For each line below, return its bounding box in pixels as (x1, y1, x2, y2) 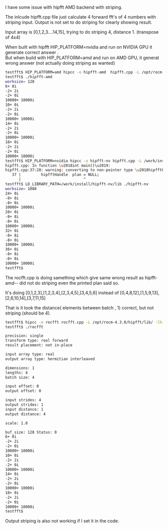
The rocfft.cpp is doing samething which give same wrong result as (5, 274, 144, 280)
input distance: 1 (5, 407, 43, 412)
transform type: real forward (5, 338, 68, 343)
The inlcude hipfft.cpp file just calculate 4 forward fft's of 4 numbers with (5, 14, 156, 20)
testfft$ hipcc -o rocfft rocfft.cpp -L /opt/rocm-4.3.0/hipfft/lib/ (5, 319, 153, 325)
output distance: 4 (5, 411, 46, 417)
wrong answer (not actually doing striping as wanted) (5, 60, 115, 66)
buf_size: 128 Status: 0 (5, 430, 57, 435)
